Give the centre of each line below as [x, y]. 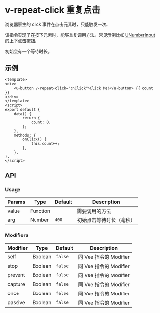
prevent [16, 275]
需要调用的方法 [94, 211]
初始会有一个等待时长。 [28, 51]
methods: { [25, 135]
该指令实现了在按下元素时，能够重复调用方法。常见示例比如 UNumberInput [80, 35]
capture [16, 284]
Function [40, 211]
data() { [23, 114]
